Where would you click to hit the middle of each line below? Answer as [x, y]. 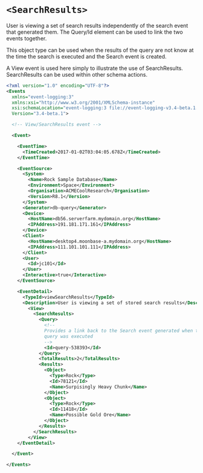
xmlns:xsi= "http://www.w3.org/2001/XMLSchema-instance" [83, 103]
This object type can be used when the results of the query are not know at [100, 50]
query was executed [69, 336]
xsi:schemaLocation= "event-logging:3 [59, 108]
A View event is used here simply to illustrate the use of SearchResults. [95, 68]
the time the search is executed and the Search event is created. [87, 56]
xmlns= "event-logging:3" [43, 97]
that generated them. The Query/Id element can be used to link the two [95, 32]
